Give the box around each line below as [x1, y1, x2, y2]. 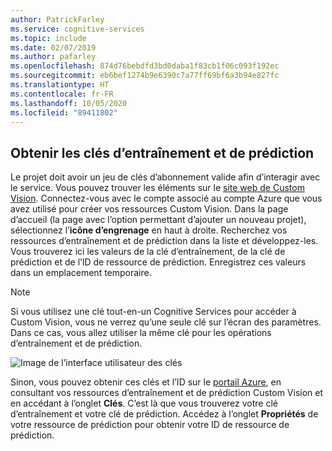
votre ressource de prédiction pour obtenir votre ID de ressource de [10, 419, 290, 431]
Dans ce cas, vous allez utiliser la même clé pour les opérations [10, 327, 272, 339]
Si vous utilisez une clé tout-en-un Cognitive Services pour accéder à [10, 306, 297, 318]
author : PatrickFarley [10, 14, 105, 25]
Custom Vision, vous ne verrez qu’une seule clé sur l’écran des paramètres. [10, 316, 322, 328]
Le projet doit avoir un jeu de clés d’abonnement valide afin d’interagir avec [10, 171, 321, 183]
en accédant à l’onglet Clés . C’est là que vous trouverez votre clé [10, 397, 278, 410]
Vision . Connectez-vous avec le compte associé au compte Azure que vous [10, 192, 323, 205]
